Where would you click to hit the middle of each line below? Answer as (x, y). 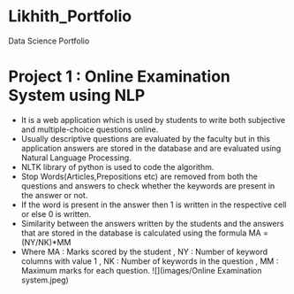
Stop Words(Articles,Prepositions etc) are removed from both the (139, 176)
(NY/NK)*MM (46, 242)
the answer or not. (54, 195)
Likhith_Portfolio (70, 16)
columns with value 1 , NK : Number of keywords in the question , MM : (150, 261)
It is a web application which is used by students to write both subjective (153, 120)
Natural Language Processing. (76, 158)
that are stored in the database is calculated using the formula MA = (144, 233)
